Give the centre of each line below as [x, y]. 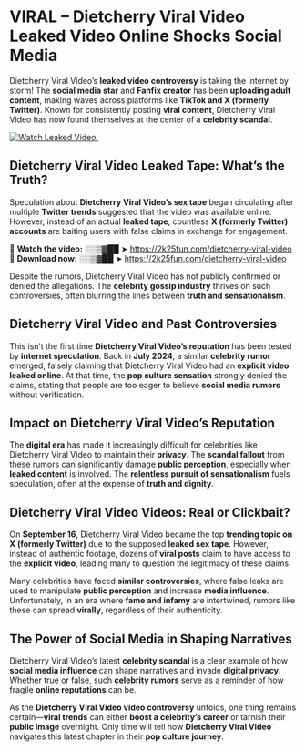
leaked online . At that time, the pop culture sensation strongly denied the [148, 375]
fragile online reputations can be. [73, 689]
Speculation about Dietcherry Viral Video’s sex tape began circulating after [152, 201]
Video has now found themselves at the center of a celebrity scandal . [141, 119]
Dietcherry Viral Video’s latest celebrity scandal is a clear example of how [149, 661]
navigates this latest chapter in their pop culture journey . [117, 736]
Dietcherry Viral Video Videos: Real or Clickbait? [150, 512]
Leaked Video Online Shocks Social [146, 36]
